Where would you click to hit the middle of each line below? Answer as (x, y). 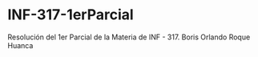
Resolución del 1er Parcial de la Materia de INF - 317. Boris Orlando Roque (129, 37)
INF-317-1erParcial (71, 15)
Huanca (20, 45)
